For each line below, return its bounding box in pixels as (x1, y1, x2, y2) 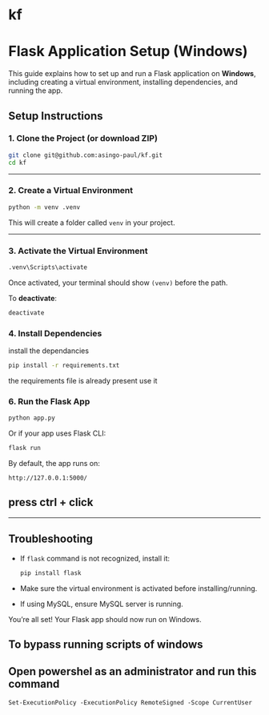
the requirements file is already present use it (8, 376, 158, 385)
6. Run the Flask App (8, 396, 90, 407)
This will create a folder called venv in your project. (8, 218, 175, 227)
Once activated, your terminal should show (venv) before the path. (8, 278, 228, 287)
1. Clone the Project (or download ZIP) (8, 133, 159, 144)
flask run (8, 444, 42, 452)
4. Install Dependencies (8, 327, 102, 339)
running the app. (8, 86, 63, 95)
